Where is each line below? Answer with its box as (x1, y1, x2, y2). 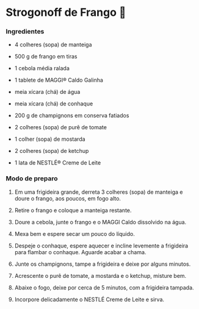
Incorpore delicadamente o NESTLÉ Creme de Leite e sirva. (14, 296, 165, 303)
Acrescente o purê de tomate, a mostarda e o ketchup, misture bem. (14, 272, 187, 279)
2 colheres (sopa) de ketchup (14, 147, 89, 155)
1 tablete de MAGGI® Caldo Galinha (14, 76, 103, 84)
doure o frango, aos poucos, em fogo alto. (14, 194, 121, 202)
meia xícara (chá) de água (14, 88, 81, 96)
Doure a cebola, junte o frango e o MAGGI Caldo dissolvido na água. (14, 218, 187, 226)
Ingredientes (5, 27, 45, 36)
